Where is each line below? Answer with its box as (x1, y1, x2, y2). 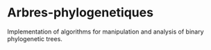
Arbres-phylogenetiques (7, 5, 154, 21)
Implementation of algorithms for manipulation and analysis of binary (7, 27, 204, 36)
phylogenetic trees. (7, 34, 62, 42)
